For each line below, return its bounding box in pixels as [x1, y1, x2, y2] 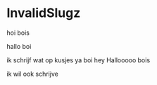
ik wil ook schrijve [6, 69, 59, 78]
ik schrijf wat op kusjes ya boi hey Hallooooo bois [6, 55, 151, 64]
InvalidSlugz [6, 5, 81, 21]
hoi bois [6, 28, 30, 37]
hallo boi [6, 42, 32, 50]
